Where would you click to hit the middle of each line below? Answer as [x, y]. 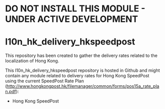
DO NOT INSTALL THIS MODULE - [75, 9]
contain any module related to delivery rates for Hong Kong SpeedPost [77, 76]
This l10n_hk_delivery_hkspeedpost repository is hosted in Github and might [82, 70]
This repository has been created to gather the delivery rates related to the [81, 55]
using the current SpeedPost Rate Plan [45, 81]
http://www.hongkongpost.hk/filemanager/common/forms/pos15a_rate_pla [83, 86]
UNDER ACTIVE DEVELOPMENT [72, 19]
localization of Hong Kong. [32, 61]
